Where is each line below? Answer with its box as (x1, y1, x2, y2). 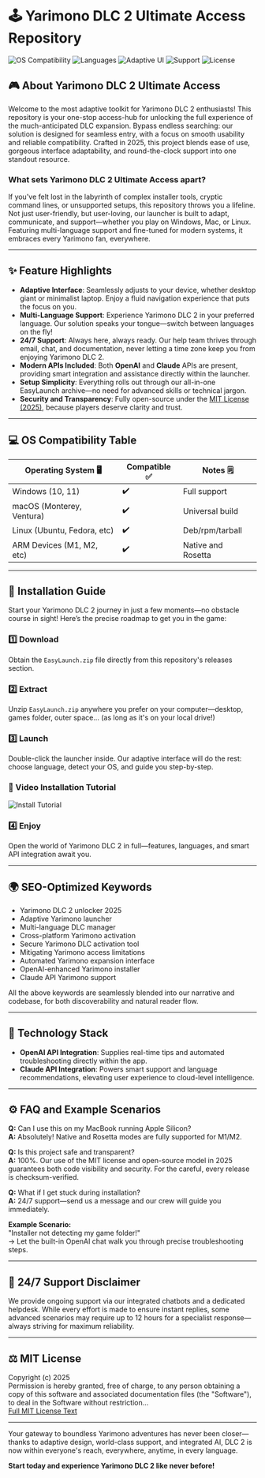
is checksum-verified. (8, 1173, 80, 1182)
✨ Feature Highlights (8, 264, 112, 278)
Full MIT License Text (8, 1406, 77, 1416)
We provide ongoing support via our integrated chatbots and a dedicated (8, 1297, 245, 1306)
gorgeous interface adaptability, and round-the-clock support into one (8, 146, 237, 155)
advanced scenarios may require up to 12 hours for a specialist (8, 1313, 213, 1323)
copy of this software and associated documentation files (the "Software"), (8, 1390, 252, 1399)
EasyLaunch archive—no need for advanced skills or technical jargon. (19, 385, 247, 395)
